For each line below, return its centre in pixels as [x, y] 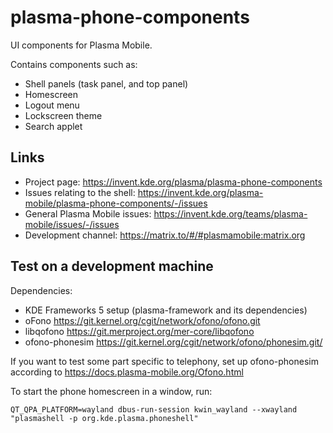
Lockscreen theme [63, 115]
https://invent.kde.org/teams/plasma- [230, 213]
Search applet [53, 126]
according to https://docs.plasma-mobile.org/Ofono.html [127, 372]
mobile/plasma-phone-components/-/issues [116, 203]
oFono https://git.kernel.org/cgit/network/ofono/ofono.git [142, 320]
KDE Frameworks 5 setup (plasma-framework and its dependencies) [166, 310]
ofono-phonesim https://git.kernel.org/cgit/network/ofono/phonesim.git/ [173, 342]
